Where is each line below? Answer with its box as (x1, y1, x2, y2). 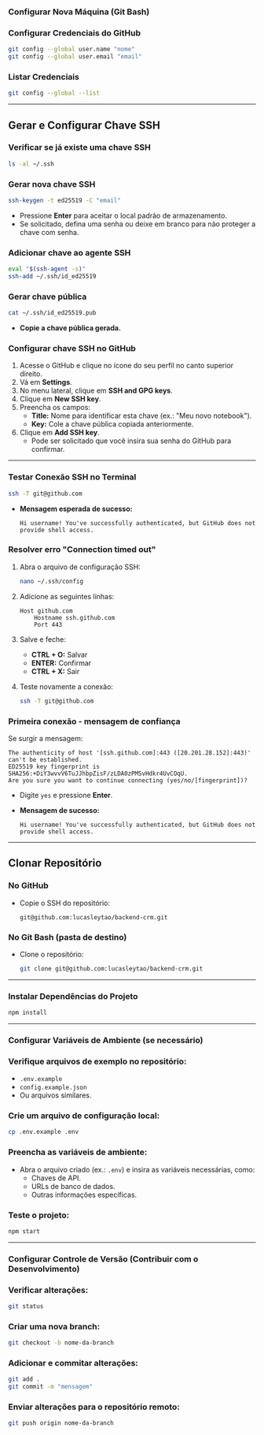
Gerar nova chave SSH (8, 178, 96, 189)
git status (8, 1303, 44, 1310)
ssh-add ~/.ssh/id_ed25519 (8, 273, 97, 281)
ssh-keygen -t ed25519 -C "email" (8, 196, 122, 204)
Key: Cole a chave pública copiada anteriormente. (31, 419, 194, 429)
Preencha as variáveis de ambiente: (8, 1146, 148, 1157)
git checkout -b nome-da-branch (8, 1339, 114, 1347)
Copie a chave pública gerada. (19, 323, 122, 333)
